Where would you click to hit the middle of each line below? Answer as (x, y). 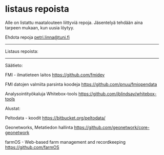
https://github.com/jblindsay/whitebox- (118, 93)
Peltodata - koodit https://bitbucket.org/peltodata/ (55, 118)
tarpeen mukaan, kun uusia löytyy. (40, 27)
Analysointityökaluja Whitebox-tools (41, 93)
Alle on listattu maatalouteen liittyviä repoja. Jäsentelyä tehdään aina (74, 22)
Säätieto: (14, 65)
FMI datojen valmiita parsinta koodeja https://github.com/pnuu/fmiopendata (81, 84)
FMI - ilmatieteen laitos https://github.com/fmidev (55, 75)
